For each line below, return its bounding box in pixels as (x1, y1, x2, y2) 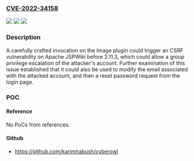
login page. (6, 78, 34, 86)
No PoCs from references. (6, 121, 70, 128)
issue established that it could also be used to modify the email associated (6, 65, 188, 72)
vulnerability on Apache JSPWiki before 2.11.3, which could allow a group (6, 53, 185, 60)
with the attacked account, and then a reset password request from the (6, 72, 180, 79)
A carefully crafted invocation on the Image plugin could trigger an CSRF (6, 46, 184, 54)
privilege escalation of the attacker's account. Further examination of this (6, 59, 185, 67)
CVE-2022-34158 (6, 4, 58, 12)
